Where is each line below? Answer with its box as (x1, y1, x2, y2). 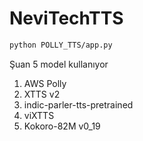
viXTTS (23, 109, 55, 121)
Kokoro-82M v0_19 (23, 120, 101, 132)
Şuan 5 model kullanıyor (9, 58, 109, 70)
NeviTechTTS (9, 7, 124, 30)
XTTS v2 (23, 88, 61, 100)
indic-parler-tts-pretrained (23, 98, 134, 111)
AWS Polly (23, 77, 67, 89)
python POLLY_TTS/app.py (9, 40, 113, 50)
